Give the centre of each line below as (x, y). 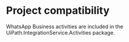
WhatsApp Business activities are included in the (65, 26)
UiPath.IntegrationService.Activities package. (60, 32)
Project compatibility (58, 11)
